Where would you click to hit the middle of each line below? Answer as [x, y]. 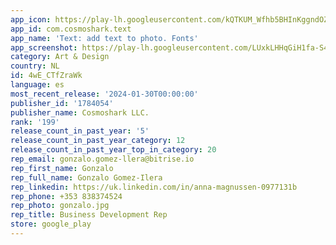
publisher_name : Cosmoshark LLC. [80, 112]
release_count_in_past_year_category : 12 [98, 141]
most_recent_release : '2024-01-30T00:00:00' [104, 94]
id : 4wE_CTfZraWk [46, 76]
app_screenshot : [44, 47]
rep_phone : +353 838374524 [66, 196]
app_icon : [31, 19]
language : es [37, 85]
